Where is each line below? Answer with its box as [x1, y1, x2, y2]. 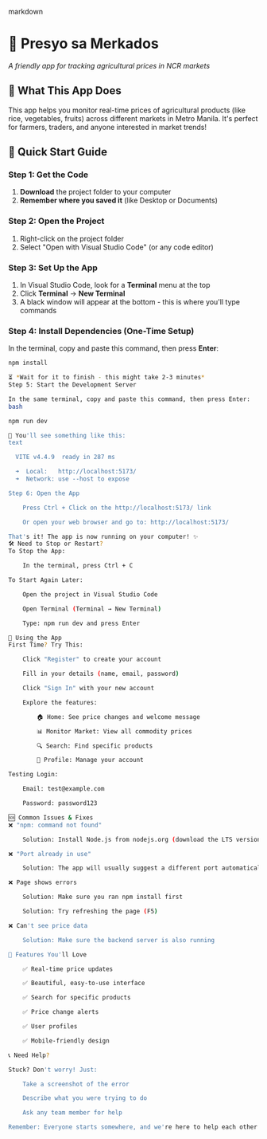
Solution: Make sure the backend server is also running [22, 936, 215, 944]
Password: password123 [22, 799, 98, 807]
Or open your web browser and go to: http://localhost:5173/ [22, 518, 229, 526]
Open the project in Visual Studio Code [22, 590, 158, 599]
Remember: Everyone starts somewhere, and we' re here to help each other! [8, 1123, 261, 1131]
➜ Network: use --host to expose [15, 475, 130, 483]
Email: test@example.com [22, 785, 105, 793]
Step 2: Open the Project [8, 215, 105, 226]
